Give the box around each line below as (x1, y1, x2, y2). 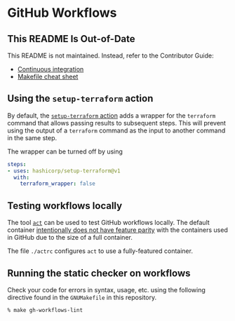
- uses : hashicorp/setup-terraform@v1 (7, 167, 121, 175)
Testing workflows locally (7, 200, 123, 212)
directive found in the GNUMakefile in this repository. (7, 293, 157, 301)
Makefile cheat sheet (17, 72, 79, 81)
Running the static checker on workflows (7, 267, 191, 279)
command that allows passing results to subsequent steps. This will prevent (7, 118, 227, 127)
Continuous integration (17, 65, 84, 73)
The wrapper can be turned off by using (7, 147, 123, 156)
